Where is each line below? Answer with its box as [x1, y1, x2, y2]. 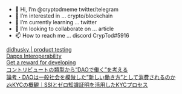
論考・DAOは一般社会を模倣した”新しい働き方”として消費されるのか [6, 73, 176, 81]
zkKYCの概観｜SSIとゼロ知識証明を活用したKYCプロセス [6, 81, 148, 88]
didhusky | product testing [6, 46, 72, 53]
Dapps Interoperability [6, 52, 62, 59]
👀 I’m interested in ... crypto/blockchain [15, 12, 113, 19]
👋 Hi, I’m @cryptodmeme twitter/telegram [15, 6, 119, 13]
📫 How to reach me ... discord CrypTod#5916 [15, 32, 129, 39]
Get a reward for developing [6, 59, 76, 66]
